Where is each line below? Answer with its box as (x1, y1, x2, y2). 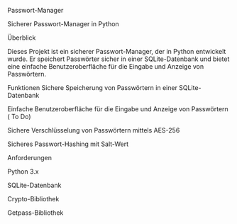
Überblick (7, 33, 36, 42)
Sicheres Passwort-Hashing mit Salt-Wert (7, 140, 129, 148)
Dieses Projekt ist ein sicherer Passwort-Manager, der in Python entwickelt (7, 47, 226, 55)
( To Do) (7, 113, 31, 121)
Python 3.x (7, 167, 39, 176)
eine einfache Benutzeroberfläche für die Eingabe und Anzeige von (7, 62, 204, 70)
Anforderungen (7, 154, 52, 162)
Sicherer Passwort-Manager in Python (7, 20, 119, 28)
